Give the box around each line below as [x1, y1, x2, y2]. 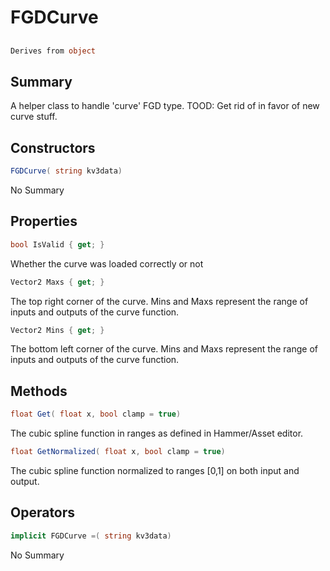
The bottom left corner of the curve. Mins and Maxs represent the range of [10, 343, 318, 355]
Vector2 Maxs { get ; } [10, 277, 105, 287]
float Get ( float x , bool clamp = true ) [10, 409, 182, 420]
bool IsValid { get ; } [10, 239, 105, 250]
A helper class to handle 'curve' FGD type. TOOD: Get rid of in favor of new [10, 100, 320, 112]
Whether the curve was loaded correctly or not [10, 257, 204, 270]
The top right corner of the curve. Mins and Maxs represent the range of [10, 295, 309, 307]
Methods [10, 382, 68, 400]
